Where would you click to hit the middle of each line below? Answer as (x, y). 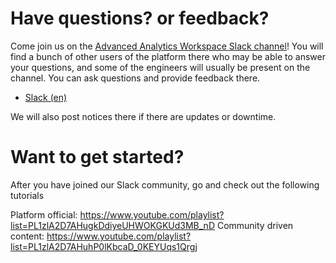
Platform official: (44, 214)
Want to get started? (97, 157)
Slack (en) (46, 97)
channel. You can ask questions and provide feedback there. (135, 78)
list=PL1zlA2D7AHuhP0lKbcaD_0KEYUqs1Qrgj (104, 246)
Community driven (255, 225)
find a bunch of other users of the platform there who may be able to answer (168, 56)
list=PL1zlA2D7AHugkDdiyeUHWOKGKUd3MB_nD (112, 225)
